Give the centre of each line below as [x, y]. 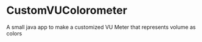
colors [14, 33]
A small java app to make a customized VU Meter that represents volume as [101, 27]
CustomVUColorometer [67, 10]
